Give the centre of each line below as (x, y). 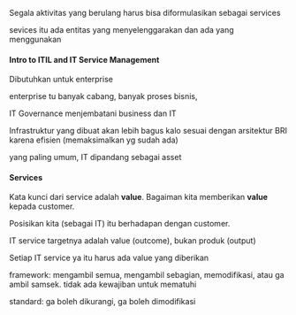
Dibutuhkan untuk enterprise (61, 80)
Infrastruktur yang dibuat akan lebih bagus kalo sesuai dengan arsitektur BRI (148, 131)
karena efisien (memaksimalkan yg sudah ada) (94, 140)
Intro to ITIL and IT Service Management (84, 59)
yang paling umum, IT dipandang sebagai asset (95, 157)
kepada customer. (42, 206)
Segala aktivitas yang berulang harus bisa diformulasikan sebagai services (145, 13)
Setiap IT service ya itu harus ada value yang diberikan (109, 258)
